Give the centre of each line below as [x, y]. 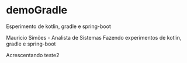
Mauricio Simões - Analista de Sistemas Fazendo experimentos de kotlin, [94, 37]
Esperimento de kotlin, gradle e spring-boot [58, 26]
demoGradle [37, 10]
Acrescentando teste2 [33, 55]
